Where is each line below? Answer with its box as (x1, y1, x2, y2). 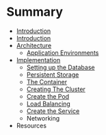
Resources (16, 121, 47, 130)
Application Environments (26, 49, 99, 57)
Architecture (16, 41, 52, 49)
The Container (26, 77, 68, 86)
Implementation (16, 56, 61, 64)
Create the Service (26, 107, 80, 115)
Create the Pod (26, 92, 70, 100)
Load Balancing (26, 99, 71, 108)
